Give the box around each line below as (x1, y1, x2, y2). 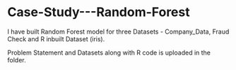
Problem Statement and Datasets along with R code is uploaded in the (7, 48, 211, 57)
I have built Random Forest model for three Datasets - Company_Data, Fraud (7, 27, 230, 36)
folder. (7, 55, 26, 64)
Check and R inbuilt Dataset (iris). (7, 34, 105, 43)
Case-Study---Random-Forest (7, 4, 190, 20)
